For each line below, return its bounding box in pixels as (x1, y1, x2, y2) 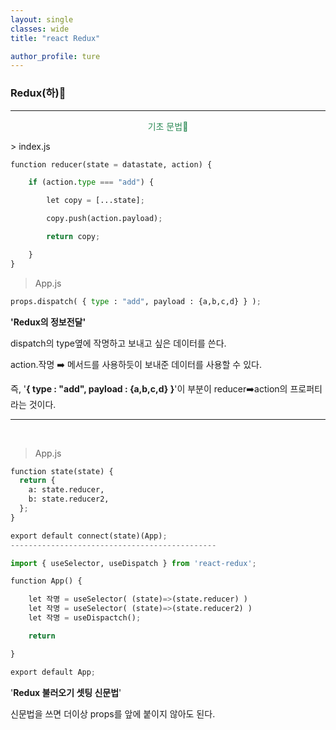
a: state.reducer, (28, 485, 105, 495)
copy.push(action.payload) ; (46, 214, 163, 224)
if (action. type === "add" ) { (28, 177, 155, 188)
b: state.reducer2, (28, 494, 110, 505)
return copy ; (46, 232, 101, 242)
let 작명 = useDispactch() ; (28, 613, 142, 623)
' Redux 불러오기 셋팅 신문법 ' (10, 686, 122, 698)
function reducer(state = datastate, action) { (10, 159, 213, 170)
